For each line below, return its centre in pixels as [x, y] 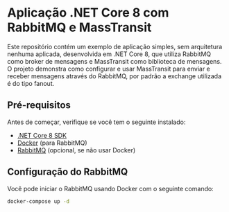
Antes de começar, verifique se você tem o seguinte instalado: [96, 122]
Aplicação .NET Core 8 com [88, 13]
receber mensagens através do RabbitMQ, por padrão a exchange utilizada [114, 76]
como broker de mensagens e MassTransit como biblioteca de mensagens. [114, 61]
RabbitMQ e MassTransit [79, 27]
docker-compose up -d [39, 201]
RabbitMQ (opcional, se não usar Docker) [76, 150]
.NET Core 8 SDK [42, 135]
